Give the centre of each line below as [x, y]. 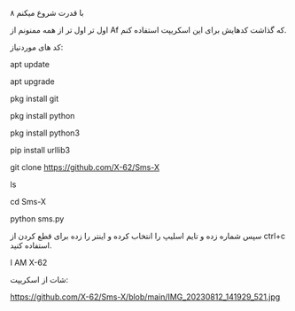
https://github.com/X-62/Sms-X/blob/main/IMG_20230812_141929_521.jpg [145, 297]
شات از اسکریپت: [39, 280]
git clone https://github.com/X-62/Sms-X [85, 167]
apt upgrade [33, 82]
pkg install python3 [45, 133]
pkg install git [35, 98]
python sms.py [37, 219]
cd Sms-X [28, 202]
